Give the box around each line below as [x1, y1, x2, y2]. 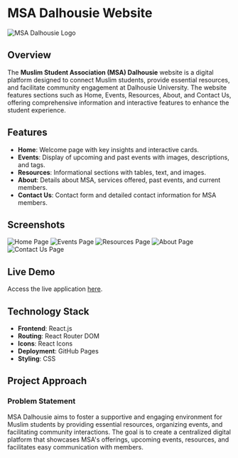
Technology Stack [7, 305, 90, 317]
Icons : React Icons [17, 339, 73, 348]
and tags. [17, 160, 45, 169]
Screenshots [7, 218, 65, 230]
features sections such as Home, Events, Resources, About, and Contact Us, [7, 90, 232, 99]
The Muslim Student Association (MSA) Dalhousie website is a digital [7, 68, 215, 76]
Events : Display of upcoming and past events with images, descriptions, [17, 153, 229, 161]
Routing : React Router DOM [17, 332, 99, 340]
